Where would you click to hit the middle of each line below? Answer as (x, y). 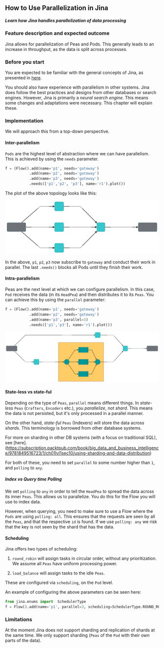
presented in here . (23, 78)
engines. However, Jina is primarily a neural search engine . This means (77, 98)
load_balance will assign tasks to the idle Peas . (58, 573)
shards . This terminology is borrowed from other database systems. (73, 428)
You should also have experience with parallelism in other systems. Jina (77, 87)
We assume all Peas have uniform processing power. (65, 564)
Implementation (24, 120)
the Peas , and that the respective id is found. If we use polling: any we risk (81, 522)
